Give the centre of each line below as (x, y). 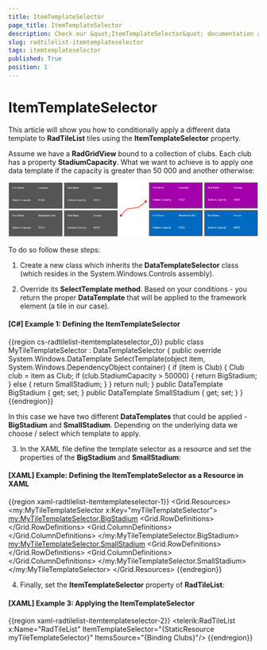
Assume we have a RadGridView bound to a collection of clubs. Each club (130, 153)
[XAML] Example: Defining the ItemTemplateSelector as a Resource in (126, 476)
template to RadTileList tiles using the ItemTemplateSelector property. (124, 138)
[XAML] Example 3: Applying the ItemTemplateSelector (101, 603)
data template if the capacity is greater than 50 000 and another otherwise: (132, 170)
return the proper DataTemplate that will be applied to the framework (133, 297)
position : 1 (28, 68)
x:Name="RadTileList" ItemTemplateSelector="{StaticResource (111, 629)
